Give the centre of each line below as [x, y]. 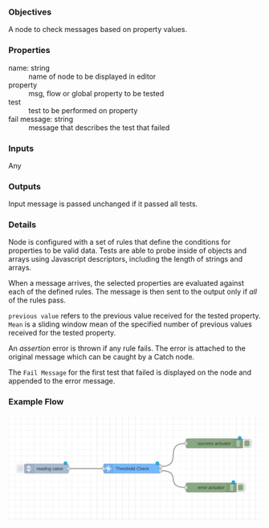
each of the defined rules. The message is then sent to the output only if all [133, 292]
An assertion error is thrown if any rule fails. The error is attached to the [127, 348]
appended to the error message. [62, 381]
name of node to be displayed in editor [92, 76]
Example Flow [36, 402]
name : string [29, 67]
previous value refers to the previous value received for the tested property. [134, 316]
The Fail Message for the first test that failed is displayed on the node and [130, 372]
